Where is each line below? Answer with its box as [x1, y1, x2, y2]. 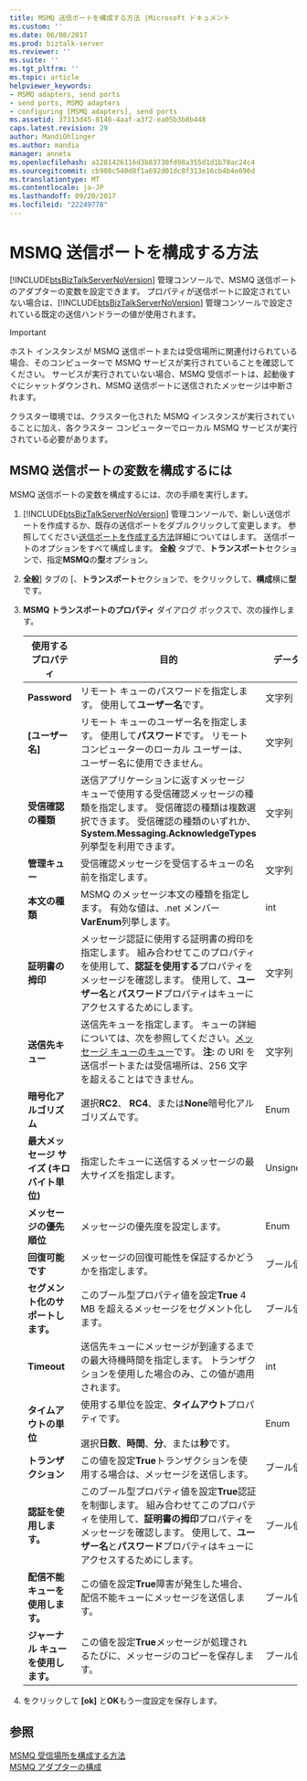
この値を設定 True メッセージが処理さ [80, 1636, 239, 1649]
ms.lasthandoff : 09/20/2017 [9, 192, 117, 201]
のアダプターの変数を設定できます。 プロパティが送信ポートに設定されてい [9, 285, 291, 297]
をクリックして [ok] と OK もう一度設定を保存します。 [22, 1695, 222, 1706]
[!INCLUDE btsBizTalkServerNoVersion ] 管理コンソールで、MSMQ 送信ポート [9, 274, 298, 285]
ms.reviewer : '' [9, 47, 71, 57]
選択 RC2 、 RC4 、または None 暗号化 [80, 1097, 236, 1110]
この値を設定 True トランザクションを [80, 1454, 239, 1467]
